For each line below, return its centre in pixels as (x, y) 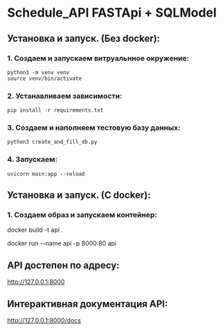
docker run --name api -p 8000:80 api (62, 244)
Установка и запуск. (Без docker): (84, 39)
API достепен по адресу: (63, 265)
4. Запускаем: (32, 160)
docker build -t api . (35, 230)
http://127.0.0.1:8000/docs (44, 321)
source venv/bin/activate (44, 78)
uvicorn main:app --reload (46, 174)
